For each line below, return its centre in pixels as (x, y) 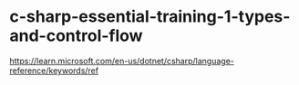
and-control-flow (76, 36)
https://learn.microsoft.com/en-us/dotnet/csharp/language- (122, 61)
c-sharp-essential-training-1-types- (150, 17)
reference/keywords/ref (54, 71)
